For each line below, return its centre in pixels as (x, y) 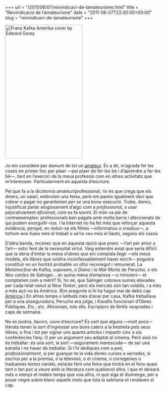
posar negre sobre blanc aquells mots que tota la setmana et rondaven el (80, 380)
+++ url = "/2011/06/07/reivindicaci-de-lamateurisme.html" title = (72, 7)
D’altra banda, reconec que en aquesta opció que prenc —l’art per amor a (80, 243)
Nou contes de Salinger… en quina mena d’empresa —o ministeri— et (76, 275)
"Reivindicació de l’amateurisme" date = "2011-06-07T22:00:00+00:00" (79, 12)
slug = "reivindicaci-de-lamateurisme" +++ (49, 18)
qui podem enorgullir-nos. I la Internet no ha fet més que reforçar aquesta (80, 223)
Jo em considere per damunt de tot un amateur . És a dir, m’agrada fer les (80, 166)
